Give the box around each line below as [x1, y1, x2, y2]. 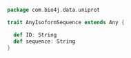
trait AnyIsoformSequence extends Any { [7, 19, 125, 26]
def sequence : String [13, 38, 76, 45]
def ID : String [13, 31, 57, 38]
